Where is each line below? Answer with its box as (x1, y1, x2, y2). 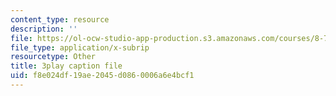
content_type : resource (10, 14, 110, 25)
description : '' (10, 24, 78, 34)
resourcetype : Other (10, 52, 97, 62)
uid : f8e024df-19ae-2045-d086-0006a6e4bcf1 (10, 71, 195, 81)
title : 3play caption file (10, 61, 123, 71)
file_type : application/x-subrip (10, 42, 150, 53)
